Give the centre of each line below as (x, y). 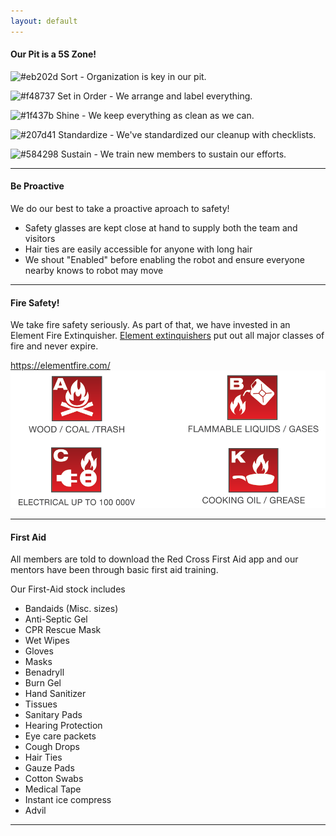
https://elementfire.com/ (60, 366)
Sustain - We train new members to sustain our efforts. (173, 154)
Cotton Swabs (54, 779)
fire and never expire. (54, 346)
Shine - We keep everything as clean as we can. (155, 115)
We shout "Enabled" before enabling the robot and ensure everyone (164, 260)
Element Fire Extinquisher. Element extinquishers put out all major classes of (167, 336)
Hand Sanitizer (55, 694)
